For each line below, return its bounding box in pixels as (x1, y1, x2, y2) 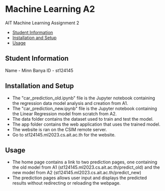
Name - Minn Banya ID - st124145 (5, 67, 74, 73)
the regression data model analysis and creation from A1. (12, 100, 128, 106)
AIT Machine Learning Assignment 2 (5, 20, 80, 26)
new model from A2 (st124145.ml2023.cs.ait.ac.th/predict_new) (12, 170, 142, 176)
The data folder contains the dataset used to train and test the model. (12, 116, 154, 122)
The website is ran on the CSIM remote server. (12, 126, 107, 132)
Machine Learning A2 (5, 3, 95, 15)
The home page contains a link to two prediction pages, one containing (12, 159, 158, 165)
